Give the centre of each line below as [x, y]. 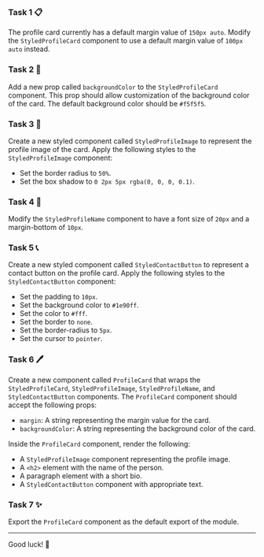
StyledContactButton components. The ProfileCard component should [123, 396]
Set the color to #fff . [53, 314]
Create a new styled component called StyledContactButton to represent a [128, 265]
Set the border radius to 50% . [65, 173]
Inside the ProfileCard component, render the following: [99, 444]
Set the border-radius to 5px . [66, 330]
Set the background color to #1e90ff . [79, 305]
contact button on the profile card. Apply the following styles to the [117, 273]
